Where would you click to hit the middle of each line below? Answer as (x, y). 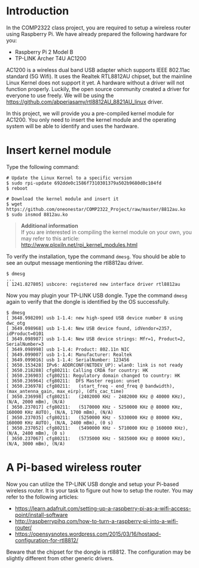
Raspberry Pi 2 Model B (44, 52)
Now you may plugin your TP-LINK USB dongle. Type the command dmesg (97, 295)
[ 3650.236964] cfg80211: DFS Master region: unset (73, 381)
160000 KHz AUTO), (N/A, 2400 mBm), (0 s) (60, 423)
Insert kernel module (59, 150)
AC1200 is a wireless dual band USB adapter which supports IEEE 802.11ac (98, 70)
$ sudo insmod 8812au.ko (37, 214)
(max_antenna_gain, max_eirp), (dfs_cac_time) (65, 391)
